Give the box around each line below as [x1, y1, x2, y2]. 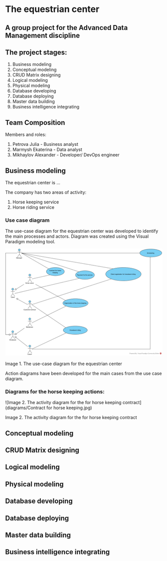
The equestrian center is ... [5, 180, 61, 186]
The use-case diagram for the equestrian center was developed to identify [5, 228, 159, 234]
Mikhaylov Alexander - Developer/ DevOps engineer [12, 152, 120, 158]
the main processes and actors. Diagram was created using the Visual [5, 233, 149, 239]
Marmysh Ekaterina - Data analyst [12, 146, 82, 153]
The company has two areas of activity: [5, 189, 87, 195]
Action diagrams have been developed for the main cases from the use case [5, 370, 162, 376]
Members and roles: [5, 131, 46, 138]
